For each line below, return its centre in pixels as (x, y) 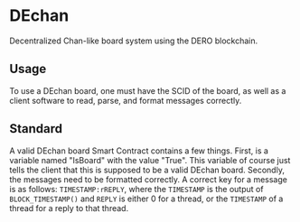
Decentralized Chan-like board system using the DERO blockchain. (134, 41)
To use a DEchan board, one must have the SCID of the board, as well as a (148, 90)
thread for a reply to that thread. (69, 208)
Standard (36, 129)
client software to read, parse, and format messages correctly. (126, 100)
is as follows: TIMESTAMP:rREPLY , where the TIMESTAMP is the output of (136, 189)
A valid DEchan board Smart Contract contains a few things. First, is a (139, 151)
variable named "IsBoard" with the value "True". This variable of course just (150, 160)
